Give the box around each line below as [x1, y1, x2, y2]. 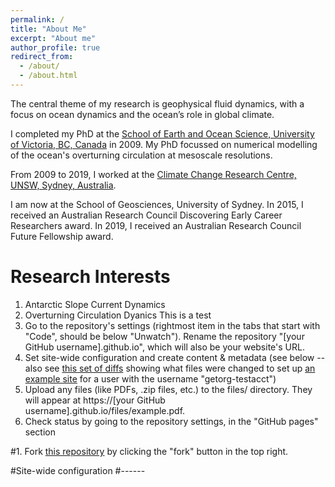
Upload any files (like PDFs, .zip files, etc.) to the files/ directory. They [24, 383, 313, 395]
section [24, 426, 56, 438]
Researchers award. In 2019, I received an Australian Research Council [10, 219, 302, 231]
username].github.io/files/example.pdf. [24, 404, 186, 416]
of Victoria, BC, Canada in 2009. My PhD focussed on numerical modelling [10, 138, 318, 150]
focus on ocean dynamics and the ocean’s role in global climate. [10, 108, 275, 120]
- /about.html [19, 71, 78, 81]
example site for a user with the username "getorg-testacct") [24, 372, 277, 385]
